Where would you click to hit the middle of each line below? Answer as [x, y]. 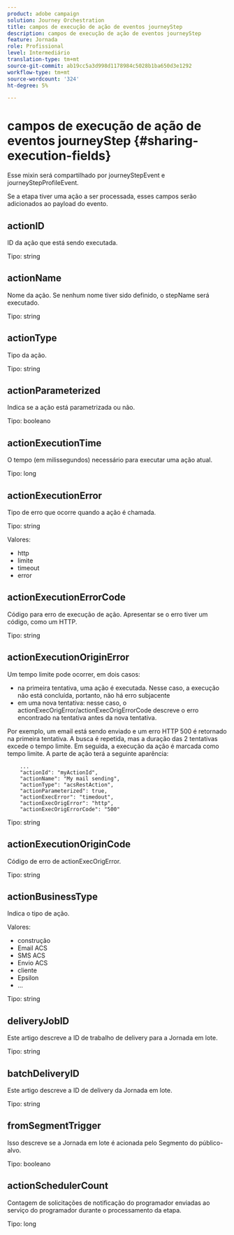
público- [211, 1143]
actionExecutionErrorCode [66, 597]
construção [34, 941]
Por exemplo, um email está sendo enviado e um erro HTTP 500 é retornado [117, 731]
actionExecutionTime [54, 443]
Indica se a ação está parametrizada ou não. [71, 408]
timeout [28, 568]
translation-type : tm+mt [43, 60]
